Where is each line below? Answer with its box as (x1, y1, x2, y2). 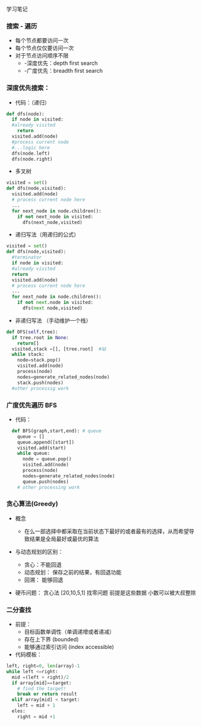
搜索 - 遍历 (6, 22, 38, 30)
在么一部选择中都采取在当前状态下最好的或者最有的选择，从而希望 (24, 527, 189, 535)
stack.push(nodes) (17, 380, 64, 386)
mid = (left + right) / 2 (12, 674, 69, 681)
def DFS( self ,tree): (6, 329, 59, 335)
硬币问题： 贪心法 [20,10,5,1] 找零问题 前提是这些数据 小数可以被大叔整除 (15, 589, 196, 596)
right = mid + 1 (17, 713, 56, 720)
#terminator (12, 254, 42, 261)
